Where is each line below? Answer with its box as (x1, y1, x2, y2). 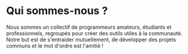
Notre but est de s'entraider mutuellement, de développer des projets (6, 36, 177, 43)
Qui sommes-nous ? (6, 4, 108, 18)
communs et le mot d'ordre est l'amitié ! (6, 42, 104, 49)
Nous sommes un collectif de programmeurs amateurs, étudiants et (6, 23, 172, 31)
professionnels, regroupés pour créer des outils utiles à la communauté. (6, 29, 183, 36)
